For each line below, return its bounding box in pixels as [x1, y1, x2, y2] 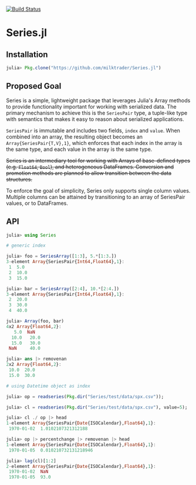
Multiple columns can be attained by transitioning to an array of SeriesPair [6, 193, 185, 200]
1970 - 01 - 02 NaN [8, 469, 49, 475]
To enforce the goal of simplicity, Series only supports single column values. [6, 187, 191, 194]
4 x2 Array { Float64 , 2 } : [6, 324, 62, 329]
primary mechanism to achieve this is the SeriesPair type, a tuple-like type [6, 109, 188, 116]
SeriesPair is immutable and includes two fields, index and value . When [6, 127, 181, 134]
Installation [6, 49, 48, 59]
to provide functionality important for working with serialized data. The [6, 103, 177, 110]
